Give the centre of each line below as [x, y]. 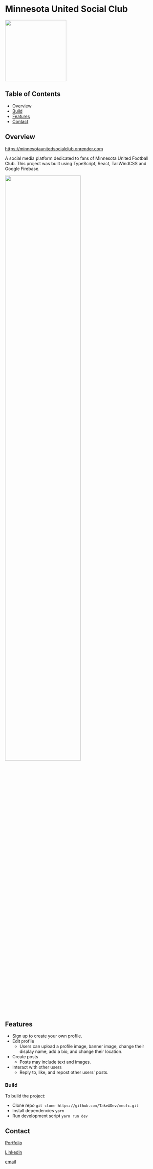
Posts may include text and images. [55, 1062]
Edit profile [23, 1041]
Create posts [25, 1057]
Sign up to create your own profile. [47, 1036]
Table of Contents [33, 94]
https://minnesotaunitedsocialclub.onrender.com [54, 148]
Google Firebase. [22, 169]
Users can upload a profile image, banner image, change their [82, 1047]
